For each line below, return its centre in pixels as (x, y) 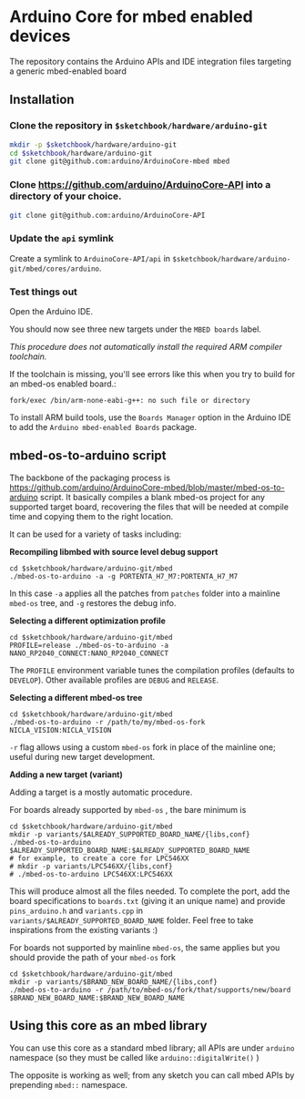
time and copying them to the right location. (91, 516)
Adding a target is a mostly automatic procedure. (101, 792)
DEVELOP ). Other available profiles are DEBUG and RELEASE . (114, 680)
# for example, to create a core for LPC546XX (99, 858)
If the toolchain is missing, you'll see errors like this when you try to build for (152, 375)
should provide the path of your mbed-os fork (92, 957)
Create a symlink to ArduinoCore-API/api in (90, 258)
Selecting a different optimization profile (88, 621)
